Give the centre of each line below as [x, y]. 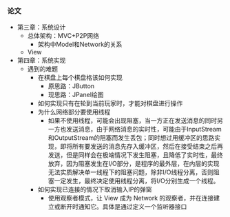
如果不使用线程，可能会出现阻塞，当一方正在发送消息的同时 [133, 121]
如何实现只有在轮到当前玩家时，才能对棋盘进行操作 [110, 103]
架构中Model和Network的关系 [80, 44]
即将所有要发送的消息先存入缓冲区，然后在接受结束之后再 [142, 147]
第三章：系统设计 [41, 27]
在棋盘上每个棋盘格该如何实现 [80, 78]
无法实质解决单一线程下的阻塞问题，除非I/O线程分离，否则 [130, 172]
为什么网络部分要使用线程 [74, 112]
